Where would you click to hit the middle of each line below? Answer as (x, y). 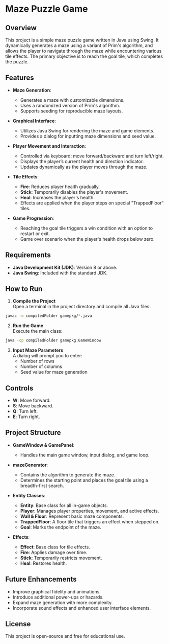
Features (20, 78)
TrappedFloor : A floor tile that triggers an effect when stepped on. (90, 521)
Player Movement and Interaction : (49, 146)
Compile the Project (34, 301)
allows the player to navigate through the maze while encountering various (83, 51)
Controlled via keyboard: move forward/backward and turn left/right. (92, 156)
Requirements (28, 255)
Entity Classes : (29, 495)
